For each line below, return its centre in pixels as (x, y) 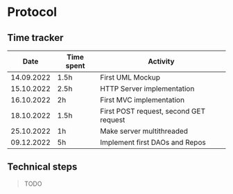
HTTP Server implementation (147, 89)
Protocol (32, 12)
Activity (161, 61)
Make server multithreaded (144, 131)
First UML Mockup (130, 77)
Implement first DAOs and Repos (153, 142)
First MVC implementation (143, 100)
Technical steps (42, 167)
